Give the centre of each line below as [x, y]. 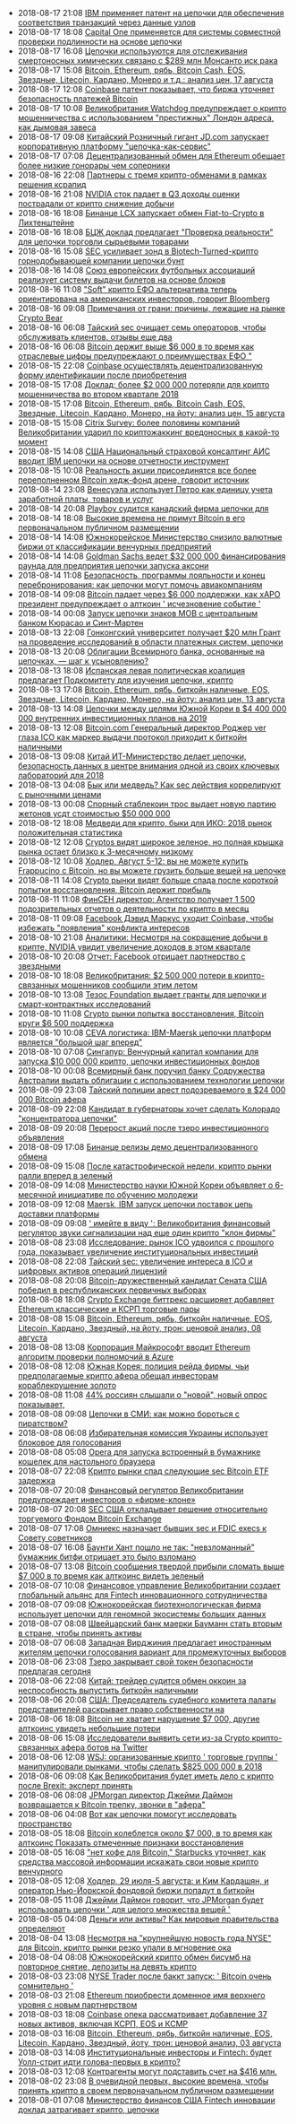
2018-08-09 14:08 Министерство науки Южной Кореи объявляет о [145, 1185]
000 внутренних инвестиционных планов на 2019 [112, 718]
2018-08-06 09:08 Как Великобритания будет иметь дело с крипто [146, 1776]
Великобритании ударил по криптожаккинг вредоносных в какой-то [148, 432]
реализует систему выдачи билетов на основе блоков [122, 280]
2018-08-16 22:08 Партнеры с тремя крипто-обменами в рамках [142, 175]
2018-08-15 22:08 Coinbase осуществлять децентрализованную [140, 366]
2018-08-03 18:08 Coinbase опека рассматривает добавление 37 [143, 2014]
